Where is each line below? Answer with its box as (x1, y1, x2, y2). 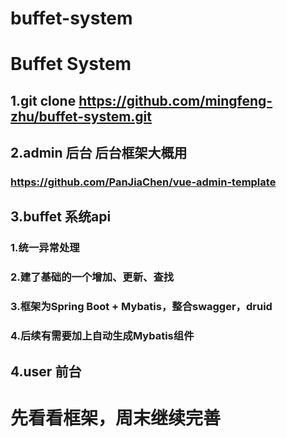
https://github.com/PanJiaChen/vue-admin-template (10, 175, 277, 189)
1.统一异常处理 (10, 241, 80, 255)
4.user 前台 (10, 363, 82, 380)
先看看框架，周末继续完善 (10, 407, 222, 429)
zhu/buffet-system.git (10, 108, 152, 125)
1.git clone (10, 92, 77, 109)
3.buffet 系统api (10, 208, 112, 226)
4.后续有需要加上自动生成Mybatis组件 (10, 329, 195, 343)
